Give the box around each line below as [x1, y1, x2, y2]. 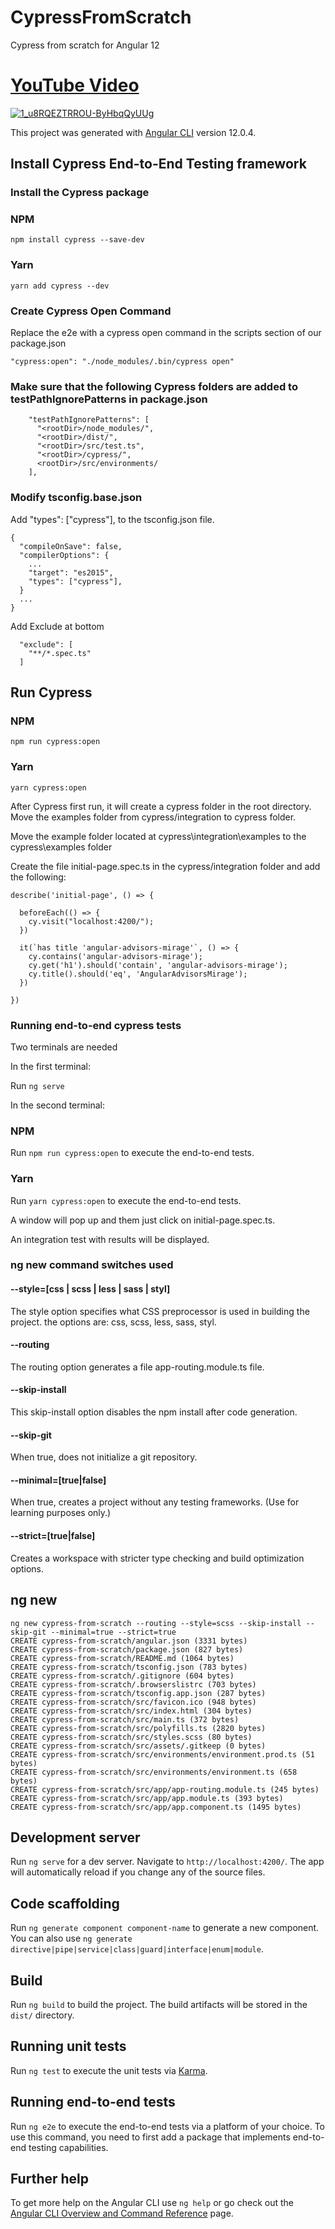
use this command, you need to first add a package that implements [10, 2131, 291, 2143]
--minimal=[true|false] [10, 1474, 107, 1486]
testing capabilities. [28, 2141, 109, 2153]
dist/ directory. [10, 2009, 75, 2021]
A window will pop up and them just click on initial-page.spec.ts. [10, 1214, 276, 1226]
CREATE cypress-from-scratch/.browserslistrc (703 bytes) [10, 1679, 257, 1690]
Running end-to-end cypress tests [10, 1018, 182, 1032]
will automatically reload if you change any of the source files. [10, 1866, 266, 1878]
